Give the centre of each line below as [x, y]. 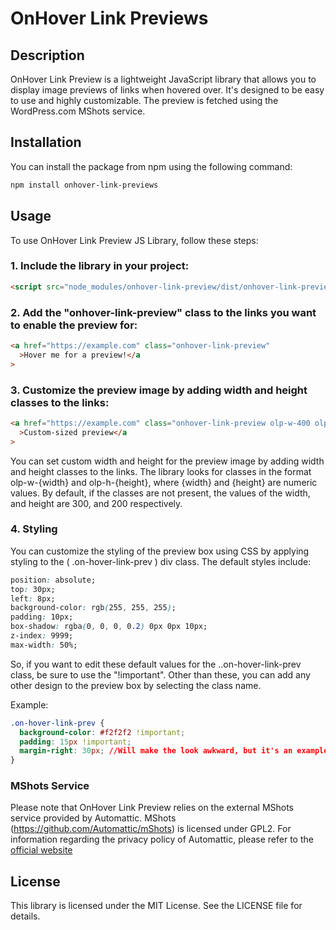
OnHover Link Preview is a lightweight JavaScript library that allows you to [163, 79]
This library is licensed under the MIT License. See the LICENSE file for [156, 906]
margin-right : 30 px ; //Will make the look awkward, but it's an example [174, 751]
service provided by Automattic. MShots [93, 818]
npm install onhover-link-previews [84, 185]
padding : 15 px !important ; [75, 742]
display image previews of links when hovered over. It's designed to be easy [167, 90]
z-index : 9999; [42, 636]
